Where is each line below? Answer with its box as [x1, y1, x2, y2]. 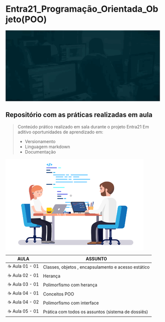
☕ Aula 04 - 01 [7, 290, 39, 296]
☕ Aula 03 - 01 [7, 281, 39, 287]
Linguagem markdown [24, 144, 71, 149]
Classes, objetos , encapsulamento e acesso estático [43, 264, 150, 270]
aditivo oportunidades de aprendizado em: [17, 129, 103, 135]
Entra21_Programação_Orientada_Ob [5, 3, 159, 15]
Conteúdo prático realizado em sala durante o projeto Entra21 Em [17, 124, 149, 129]
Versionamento [24, 138, 56, 144]
